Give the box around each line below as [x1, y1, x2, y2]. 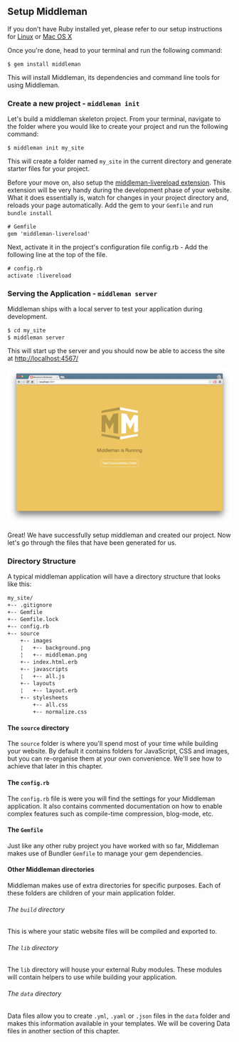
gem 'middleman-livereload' [7, 231, 91, 238]
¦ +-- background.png [20, 645, 91, 652]
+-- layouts [20, 680, 55, 687]
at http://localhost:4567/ [7, 354, 79, 363]
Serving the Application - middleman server [7, 288, 158, 298]
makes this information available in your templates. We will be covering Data [7, 1018, 230, 1028]
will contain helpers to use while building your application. [7, 973, 177, 981]
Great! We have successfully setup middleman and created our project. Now [7, 531, 231, 539]
